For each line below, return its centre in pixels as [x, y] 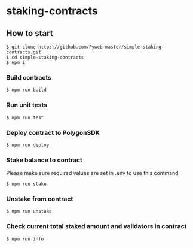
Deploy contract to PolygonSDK [53, 132]
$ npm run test [25, 117]
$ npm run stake [26, 184]
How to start [30, 33]
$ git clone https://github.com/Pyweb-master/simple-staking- [85, 47]
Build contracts [29, 77]
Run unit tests [27, 105]
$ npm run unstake [29, 211]
